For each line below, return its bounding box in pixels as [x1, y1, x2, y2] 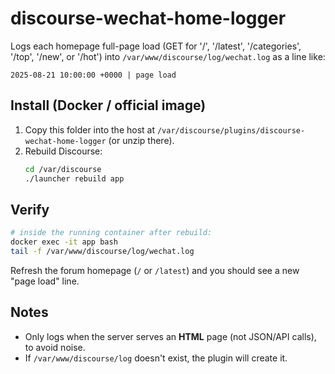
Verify [10, 201, 50, 218]
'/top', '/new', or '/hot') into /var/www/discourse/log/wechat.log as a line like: [10, 50, 326, 62]
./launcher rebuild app [24, 173, 125, 184]
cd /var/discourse [24, 164, 102, 174]
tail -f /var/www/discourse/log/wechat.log [10, 247, 195, 257]
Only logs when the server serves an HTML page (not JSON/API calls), [24, 330, 317, 342]
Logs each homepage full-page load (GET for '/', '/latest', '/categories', [10, 40, 302, 52]
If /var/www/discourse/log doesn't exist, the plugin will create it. [24, 352, 288, 364]
